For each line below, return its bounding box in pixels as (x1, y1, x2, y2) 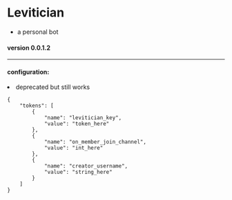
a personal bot (17, 28, 59, 36)
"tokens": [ (19, 102, 54, 110)
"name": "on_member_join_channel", (43, 139, 147, 146)
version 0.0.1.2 (7, 43, 50, 52)
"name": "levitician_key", (43, 114, 122, 121)
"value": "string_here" (43, 169, 113, 176)
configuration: (7, 68, 50, 76)
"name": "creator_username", (43, 163, 128, 170)
